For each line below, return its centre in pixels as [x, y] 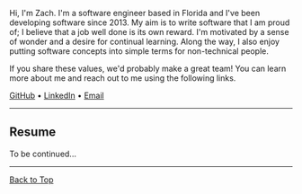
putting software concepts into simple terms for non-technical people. [139, 51]
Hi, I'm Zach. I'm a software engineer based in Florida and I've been [135, 13]
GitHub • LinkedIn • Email [57, 95]
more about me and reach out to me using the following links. [123, 78]
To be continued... [43, 154]
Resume [33, 132]
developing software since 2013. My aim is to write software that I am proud [150, 22]
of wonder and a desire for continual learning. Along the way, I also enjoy [145, 41]
